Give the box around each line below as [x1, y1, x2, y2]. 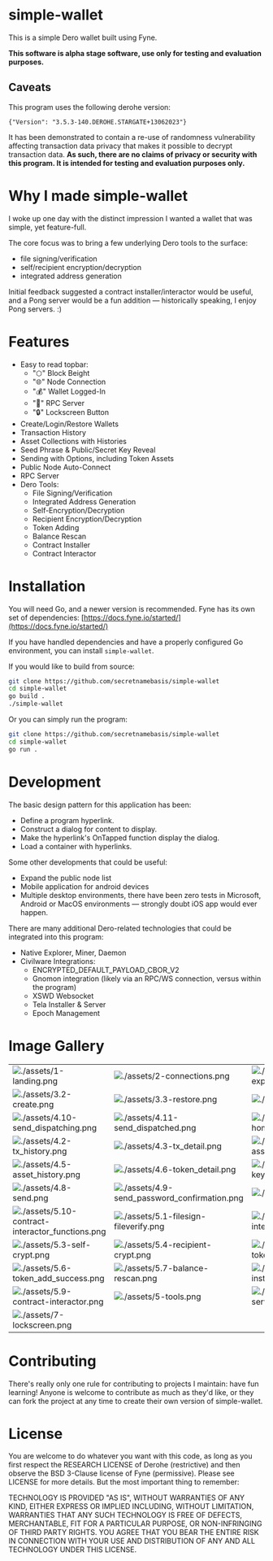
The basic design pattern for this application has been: [8, 800, 192, 809]
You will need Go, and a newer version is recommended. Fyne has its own [8, 604, 256, 613]
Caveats [8, 81, 51, 94]
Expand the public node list [19, 873, 112, 883]
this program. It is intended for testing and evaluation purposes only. [8, 158, 245, 168]
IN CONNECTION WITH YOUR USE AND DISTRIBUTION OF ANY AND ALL [8, 1536, 256, 1546]
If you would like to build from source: [8, 661, 136, 671]
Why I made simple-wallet [8, 186, 188, 205]
